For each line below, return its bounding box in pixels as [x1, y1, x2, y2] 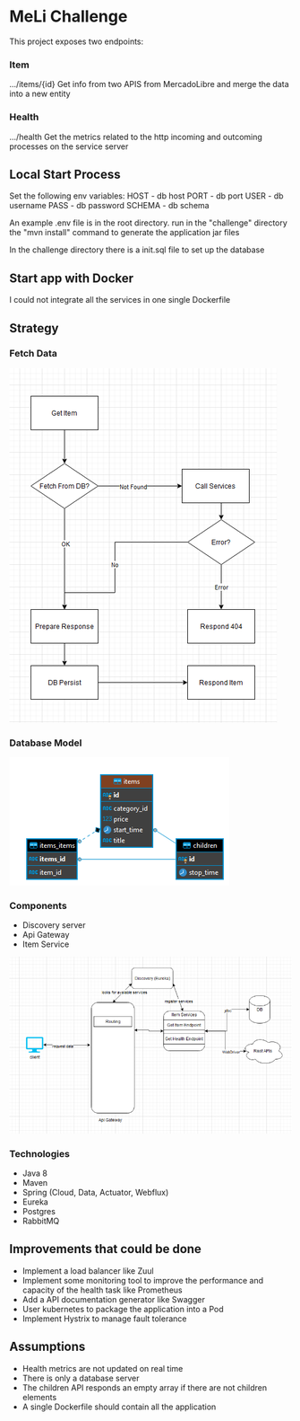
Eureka [21, 1196, 49, 1207]
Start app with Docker [9, 270, 134, 286]
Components [9, 900, 67, 913]
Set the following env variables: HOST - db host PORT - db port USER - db [9, 190, 284, 201]
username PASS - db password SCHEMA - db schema [9, 200, 210, 211]
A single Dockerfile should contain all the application [21, 1401, 217, 1412]
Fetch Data [9, 348, 58, 360]
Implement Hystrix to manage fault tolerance [21, 1313, 187, 1324]
